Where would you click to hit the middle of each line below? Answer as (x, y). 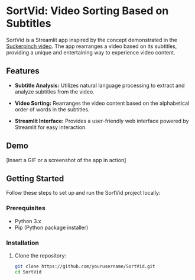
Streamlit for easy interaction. (51, 127)
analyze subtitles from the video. (54, 91)
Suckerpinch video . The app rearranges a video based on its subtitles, (92, 46)
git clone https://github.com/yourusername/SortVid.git (85, 266)
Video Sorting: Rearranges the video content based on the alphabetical (102, 103)
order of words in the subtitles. (52, 109)
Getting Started (35, 178)
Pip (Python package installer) (51, 227)
